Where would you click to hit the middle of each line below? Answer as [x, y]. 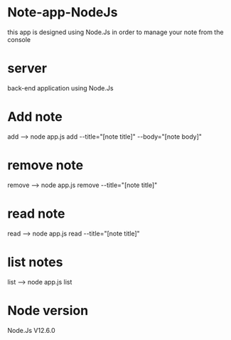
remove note [45, 165]
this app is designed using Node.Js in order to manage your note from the [116, 32]
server [27, 69]
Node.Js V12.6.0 [31, 330]
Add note [35, 117]
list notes [35, 262]
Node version [48, 310]
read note [36, 213]
